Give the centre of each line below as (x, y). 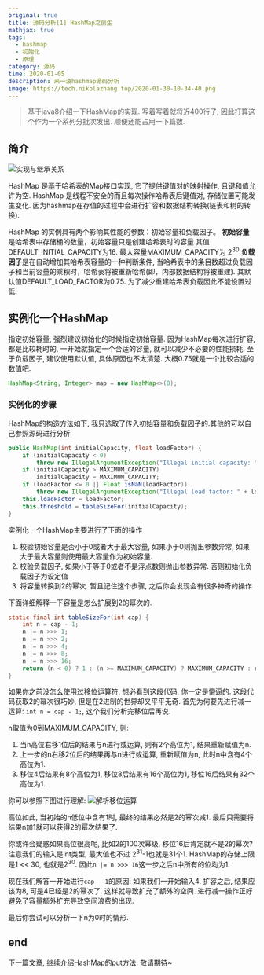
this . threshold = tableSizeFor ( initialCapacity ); (105, 506)
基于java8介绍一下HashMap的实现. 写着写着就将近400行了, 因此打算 (138, 112)
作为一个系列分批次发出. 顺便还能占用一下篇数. (110, 122)
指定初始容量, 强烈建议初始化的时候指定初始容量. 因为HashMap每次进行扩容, (132, 339)
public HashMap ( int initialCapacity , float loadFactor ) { (105, 448)
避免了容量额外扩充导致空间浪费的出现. (71, 900)
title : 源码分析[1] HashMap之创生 (60, 23)
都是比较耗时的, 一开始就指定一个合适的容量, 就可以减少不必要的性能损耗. (126, 348)
